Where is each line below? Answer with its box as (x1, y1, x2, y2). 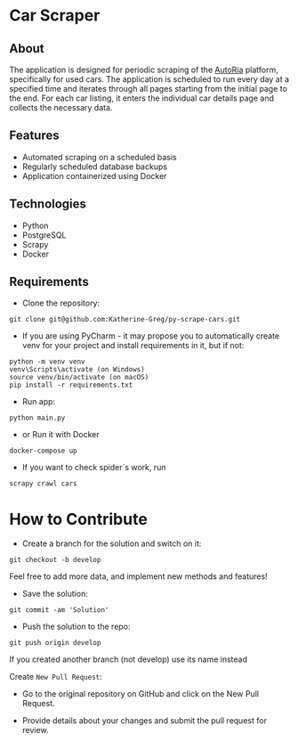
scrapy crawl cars (9, 479, 77, 488)
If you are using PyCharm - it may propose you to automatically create (21, 330, 280, 341)
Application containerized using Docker (21, 170, 167, 181)
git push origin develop (9, 639, 101, 648)
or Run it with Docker (21, 429, 100, 440)
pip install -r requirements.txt (9, 380, 133, 390)
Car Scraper (9, 5, 101, 26)
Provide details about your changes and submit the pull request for (21, 715, 267, 726)
